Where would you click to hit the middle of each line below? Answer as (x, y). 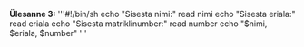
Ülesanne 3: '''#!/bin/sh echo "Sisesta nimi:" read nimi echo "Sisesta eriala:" (153, 14)
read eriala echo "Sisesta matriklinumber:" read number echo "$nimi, (138, 23)
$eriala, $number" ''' (48, 33)
